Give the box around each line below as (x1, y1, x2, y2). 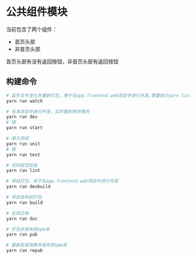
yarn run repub (6, 248, 43, 254)
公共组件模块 (6, 5, 68, 19)
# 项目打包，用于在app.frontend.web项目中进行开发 (6, 178, 118, 184)
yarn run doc (6, 216, 38, 222)
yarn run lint (6, 168, 41, 174)
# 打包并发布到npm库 (6, 226, 50, 232)
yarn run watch (6, 98, 43, 104)
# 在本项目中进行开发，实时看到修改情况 (6, 109, 90, 115)
